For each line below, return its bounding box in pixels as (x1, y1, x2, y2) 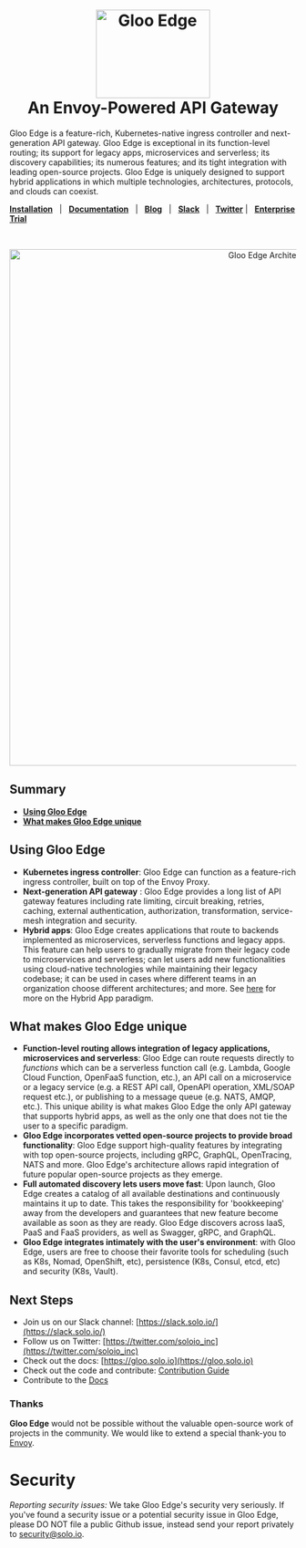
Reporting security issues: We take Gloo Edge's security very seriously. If (9, 1500, 285, 1511)
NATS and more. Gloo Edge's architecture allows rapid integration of (22, 1159, 280, 1170)
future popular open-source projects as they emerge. (22, 1169, 223, 1180)
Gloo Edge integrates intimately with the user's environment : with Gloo (22, 1237, 296, 1248)
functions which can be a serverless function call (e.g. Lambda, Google (22, 1063, 291, 1074)
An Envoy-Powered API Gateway (26, 98, 280, 119)
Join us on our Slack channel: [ (22, 1316, 139, 1327)
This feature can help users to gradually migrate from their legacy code (22, 944, 291, 955)
